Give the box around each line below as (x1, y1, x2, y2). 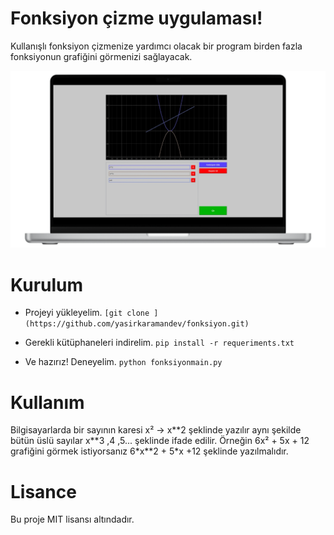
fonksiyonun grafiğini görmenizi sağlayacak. (10, 50, 193, 62)
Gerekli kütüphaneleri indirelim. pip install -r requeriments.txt (24, 337, 295, 349)
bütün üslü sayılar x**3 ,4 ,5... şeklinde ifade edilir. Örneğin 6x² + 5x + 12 (10, 435, 310, 447)
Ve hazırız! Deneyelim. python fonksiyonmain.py (24, 356, 223, 368)
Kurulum (10, 273, 84, 296)
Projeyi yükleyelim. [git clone (24, 307, 150, 319)
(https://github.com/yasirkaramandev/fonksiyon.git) (24, 319, 250, 329)
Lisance (10, 480, 77, 503)
